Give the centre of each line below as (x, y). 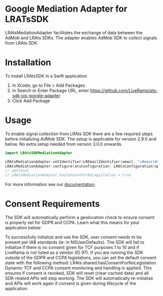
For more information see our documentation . (50, 185)
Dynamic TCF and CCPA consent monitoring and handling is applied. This (78, 268)
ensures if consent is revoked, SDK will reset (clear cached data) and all (77, 273)
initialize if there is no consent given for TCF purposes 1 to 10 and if (72, 248)
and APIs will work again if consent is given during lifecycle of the (71, 283)
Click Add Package (31, 101)
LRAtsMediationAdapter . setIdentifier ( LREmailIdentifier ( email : (70, 162)
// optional (17, 171)
